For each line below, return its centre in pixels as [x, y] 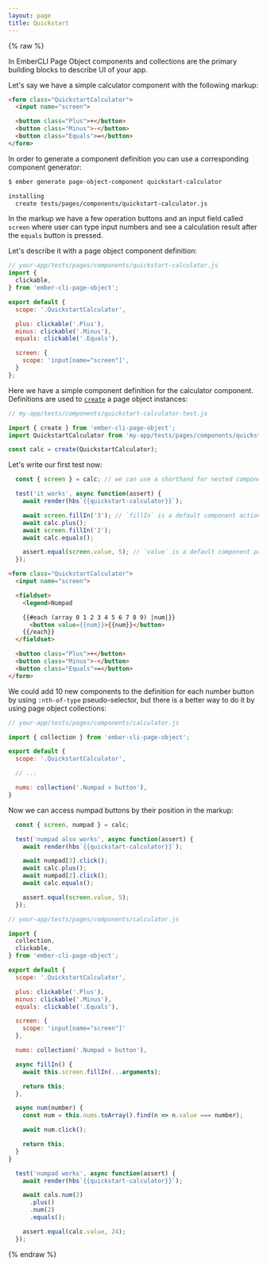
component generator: [45, 167]
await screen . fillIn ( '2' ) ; [67, 530]
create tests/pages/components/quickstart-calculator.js [112, 204]
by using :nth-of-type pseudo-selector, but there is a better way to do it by [132, 699]
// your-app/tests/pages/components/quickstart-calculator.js [113, 266]
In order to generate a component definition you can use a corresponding [128, 158]
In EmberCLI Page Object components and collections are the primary [123, 61]
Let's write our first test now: [56, 465]
